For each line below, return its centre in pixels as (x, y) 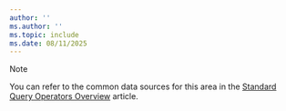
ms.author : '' (36, 26)
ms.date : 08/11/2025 (49, 43)
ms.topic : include (44, 35)
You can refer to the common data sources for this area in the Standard (143, 86)
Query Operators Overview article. (74, 96)
